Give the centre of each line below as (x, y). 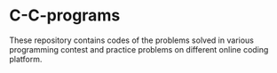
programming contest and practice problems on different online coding (139, 49)
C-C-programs (65, 16)
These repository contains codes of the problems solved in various (132, 40)
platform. (26, 59)
